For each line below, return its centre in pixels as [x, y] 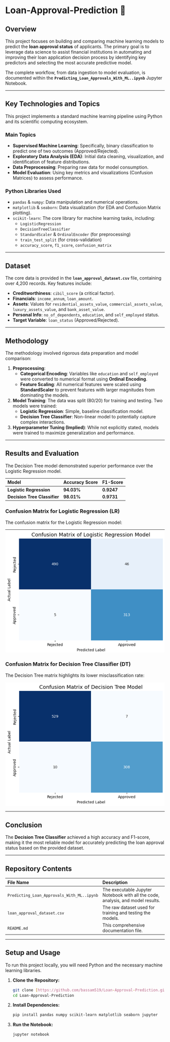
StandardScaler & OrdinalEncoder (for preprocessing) [75, 235]
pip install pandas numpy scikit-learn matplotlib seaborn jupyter [85, 1015]
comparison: [18, 359]
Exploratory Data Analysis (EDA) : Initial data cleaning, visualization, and [88, 157]
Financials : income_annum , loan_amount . [53, 299]
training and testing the [126, 913]
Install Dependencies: [36, 1005]
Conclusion [24, 825]
